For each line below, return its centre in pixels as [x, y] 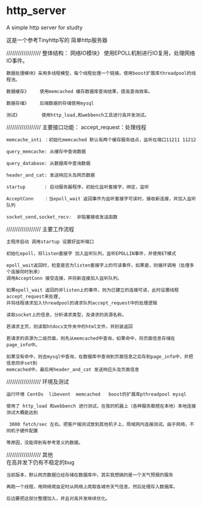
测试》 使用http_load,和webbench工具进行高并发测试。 [78, 115]
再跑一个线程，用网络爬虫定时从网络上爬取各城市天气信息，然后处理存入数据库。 [92, 487]
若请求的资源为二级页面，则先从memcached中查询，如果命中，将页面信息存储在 [91, 338]
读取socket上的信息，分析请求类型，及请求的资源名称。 [66, 315]
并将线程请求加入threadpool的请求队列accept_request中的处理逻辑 [82, 303]
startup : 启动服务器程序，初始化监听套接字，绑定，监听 [78, 187]
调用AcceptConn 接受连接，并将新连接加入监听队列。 [64, 278]
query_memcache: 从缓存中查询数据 [46, 152]
